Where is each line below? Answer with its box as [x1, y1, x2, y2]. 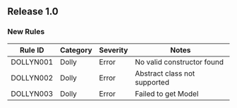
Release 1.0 [7, 6, 59, 18]
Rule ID [20, 45, 44, 55]
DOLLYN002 [11, 73, 54, 83]
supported [135, 77, 169, 87]
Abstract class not [135, 68, 195, 78]
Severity [99, 45, 128, 55]
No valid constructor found [135, 56, 224, 66]
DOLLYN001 [11, 56, 54, 66]
